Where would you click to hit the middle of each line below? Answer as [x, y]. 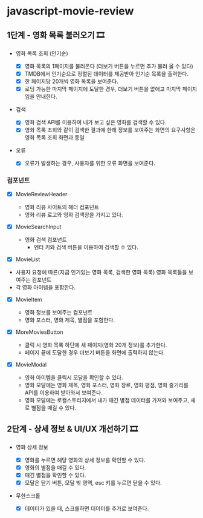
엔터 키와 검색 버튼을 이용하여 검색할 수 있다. [86, 247]
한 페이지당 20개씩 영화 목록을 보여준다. [71, 81]
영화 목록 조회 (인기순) [42, 53]
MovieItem [29, 299]
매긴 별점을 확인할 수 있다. [55, 475]
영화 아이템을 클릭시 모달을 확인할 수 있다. [74, 377]
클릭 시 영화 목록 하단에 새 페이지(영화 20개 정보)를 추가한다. [96, 345]
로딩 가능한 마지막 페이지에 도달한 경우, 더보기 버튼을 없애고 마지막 [103, 89]
